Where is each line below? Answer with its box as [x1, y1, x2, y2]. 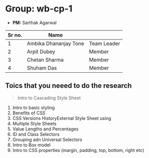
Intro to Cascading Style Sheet [17, 95, 81, 101]
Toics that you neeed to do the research [5, 81, 132, 90]
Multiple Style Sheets [12, 120, 57, 126]
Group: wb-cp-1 [5, 3, 73, 15]
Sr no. [8, 31, 23, 38]
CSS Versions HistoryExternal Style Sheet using [12, 115, 111, 121]
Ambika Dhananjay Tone [27, 40, 84, 47]
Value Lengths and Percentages [12, 126, 79, 132]
